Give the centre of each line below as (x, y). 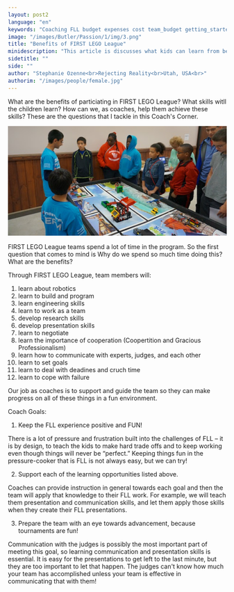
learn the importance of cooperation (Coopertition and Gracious (109, 340)
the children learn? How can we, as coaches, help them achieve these (108, 109)
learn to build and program (56, 296)
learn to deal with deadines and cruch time (79, 370)
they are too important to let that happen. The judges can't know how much (116, 566)
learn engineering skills (51, 303)
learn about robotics (47, 289)
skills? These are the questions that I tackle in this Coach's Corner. (103, 116)
